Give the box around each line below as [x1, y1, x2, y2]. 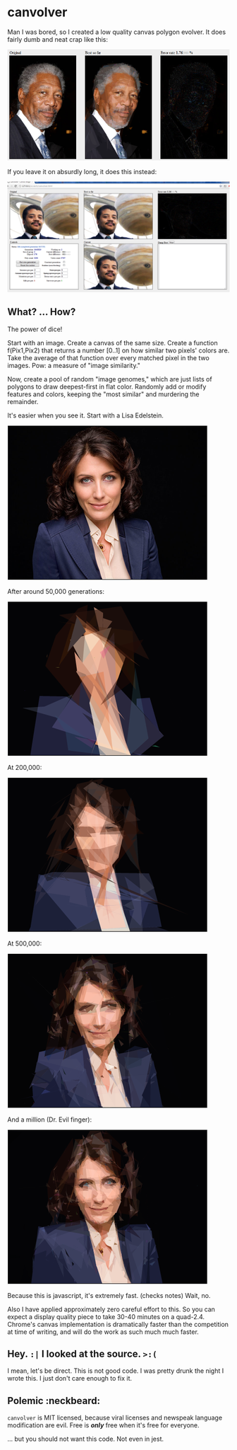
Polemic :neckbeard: [7, 1395, 101, 1407]
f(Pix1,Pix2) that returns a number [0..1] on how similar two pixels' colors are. [7, 346, 230, 355]
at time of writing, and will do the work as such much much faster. [7, 1328, 199, 1336]
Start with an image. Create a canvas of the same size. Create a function [7, 338, 218, 347]
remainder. [7, 397, 39, 405]
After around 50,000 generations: [7, 587, 104, 595]
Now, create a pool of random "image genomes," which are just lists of [7, 374, 213, 383]
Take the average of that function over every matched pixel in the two [7, 353, 209, 362]
